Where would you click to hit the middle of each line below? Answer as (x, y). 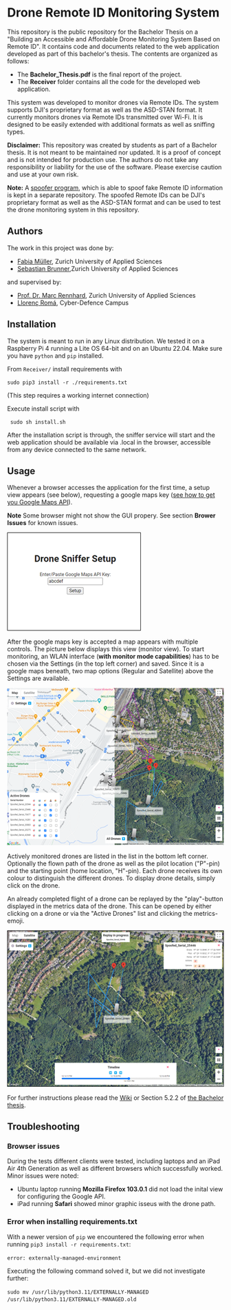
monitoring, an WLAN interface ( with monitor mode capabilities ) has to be (113, 657)
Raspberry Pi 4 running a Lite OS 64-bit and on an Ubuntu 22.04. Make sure (115, 348)
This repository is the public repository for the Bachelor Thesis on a (102, 32)
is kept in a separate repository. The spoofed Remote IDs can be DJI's (106, 195)
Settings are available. (38, 678)
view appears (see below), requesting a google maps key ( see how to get (111, 495)
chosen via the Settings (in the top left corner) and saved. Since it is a (106, 664)
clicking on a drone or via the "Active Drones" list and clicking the (100, 914)
